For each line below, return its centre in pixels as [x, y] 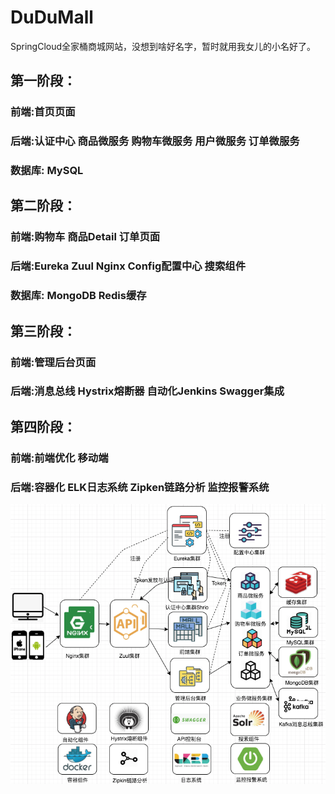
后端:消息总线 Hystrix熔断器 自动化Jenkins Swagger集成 [147, 391]
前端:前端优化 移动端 [59, 458]
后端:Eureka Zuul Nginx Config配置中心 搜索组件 [128, 266]
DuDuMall [52, 17]
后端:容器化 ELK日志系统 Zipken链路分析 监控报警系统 [140, 487]
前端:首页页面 [43, 112]
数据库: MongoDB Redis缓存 [78, 296]
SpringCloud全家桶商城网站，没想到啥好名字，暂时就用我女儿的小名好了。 [163, 46]
